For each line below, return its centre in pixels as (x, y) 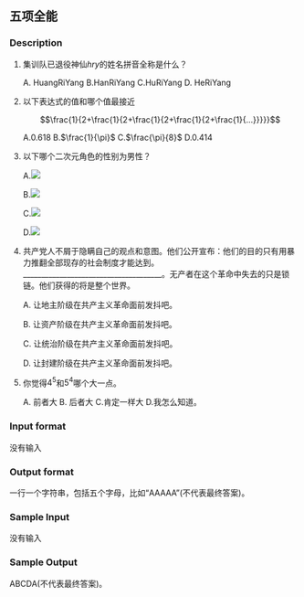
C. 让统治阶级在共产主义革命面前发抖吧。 (100, 343)
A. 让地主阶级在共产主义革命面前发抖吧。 (100, 304)
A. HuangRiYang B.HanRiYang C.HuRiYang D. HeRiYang (126, 82)
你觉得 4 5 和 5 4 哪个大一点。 (72, 382)
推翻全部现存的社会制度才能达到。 (95, 262)
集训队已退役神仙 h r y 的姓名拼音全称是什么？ (105, 64)
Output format (42, 472)
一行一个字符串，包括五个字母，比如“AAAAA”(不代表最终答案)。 (130, 493)
